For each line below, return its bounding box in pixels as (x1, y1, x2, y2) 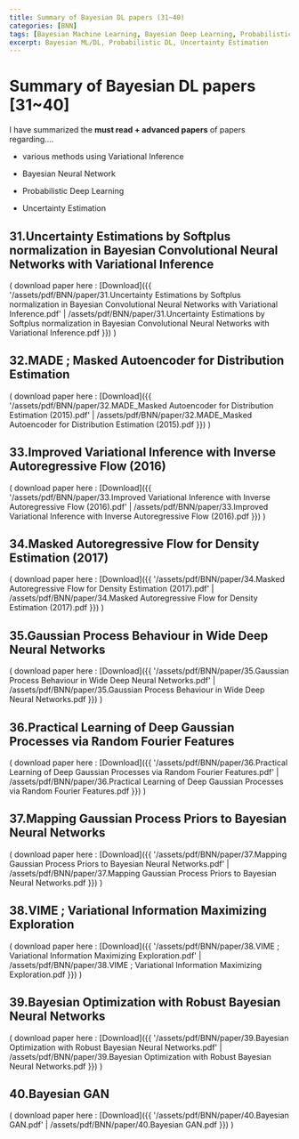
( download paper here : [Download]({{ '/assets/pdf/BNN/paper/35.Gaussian (9, 666, 289, 676)
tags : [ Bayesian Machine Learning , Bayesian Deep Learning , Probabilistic (9, 29, 293, 38)
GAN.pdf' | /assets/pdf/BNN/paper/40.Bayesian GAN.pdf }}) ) (9, 1119, 234, 1130)
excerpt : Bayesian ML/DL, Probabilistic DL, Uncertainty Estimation (9, 37, 269, 47)
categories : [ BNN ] (9, 21, 77, 30)
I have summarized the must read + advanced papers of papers (9, 125, 246, 135)
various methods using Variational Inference (21, 151, 184, 162)
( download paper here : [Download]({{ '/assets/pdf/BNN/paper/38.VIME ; (9, 941, 280, 951)
